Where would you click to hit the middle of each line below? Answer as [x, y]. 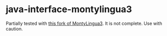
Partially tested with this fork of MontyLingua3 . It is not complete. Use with [84, 23]
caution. [14, 28]
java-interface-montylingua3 [69, 9]
